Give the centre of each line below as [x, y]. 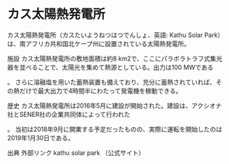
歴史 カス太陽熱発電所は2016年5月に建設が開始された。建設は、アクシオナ [114, 105]
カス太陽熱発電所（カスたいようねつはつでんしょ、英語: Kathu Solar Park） [116, 35]
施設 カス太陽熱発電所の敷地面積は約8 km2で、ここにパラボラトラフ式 [109, 58]
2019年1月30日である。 [41, 137]
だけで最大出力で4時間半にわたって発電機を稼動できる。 [101, 91]
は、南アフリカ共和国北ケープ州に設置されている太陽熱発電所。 [99, 43]
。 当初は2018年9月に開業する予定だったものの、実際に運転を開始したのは [115, 129]
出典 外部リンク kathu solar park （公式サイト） [76, 152]
